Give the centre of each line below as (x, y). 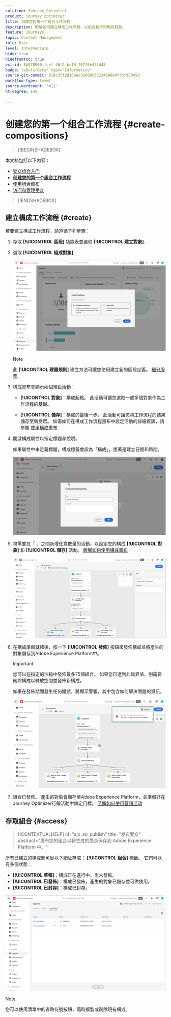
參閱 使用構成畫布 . (39, 427)
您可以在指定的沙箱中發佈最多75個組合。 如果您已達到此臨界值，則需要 (87, 674)
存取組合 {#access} (36, 821)
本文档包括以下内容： (27, 160)
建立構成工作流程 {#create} (49, 218)
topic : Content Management (34, 38)
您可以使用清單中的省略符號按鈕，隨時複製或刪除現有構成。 (68, 1009)
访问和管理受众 (28, 190)
